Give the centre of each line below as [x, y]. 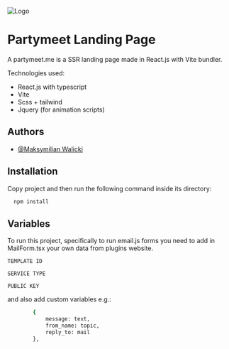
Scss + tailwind [40, 102]
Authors [26, 132]
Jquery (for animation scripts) [61, 109]
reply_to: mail [68, 332]
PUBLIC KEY [23, 286]
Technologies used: [36, 73]
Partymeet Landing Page [82, 40]
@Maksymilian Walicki [50, 149]
